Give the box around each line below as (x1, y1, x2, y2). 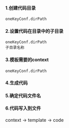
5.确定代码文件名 (5, 93, 41, 99)
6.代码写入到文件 (5, 105, 41, 112)
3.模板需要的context (5, 57, 49, 63)
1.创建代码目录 (5, 5, 36, 11)
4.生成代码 (5, 80, 28, 86)
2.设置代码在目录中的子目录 (5, 28, 64, 34)
